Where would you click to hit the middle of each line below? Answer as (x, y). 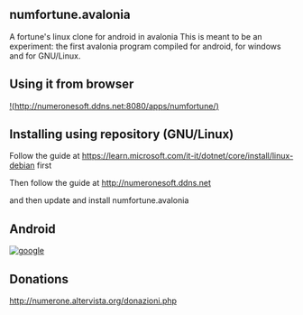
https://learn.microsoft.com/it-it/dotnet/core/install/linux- (188, 156)
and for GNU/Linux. (45, 56)
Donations (39, 279)
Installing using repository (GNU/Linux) (122, 134)
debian (22, 165)
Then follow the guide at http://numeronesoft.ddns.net (110, 183)
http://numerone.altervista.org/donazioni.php (93, 301)
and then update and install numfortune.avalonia (99, 200)
